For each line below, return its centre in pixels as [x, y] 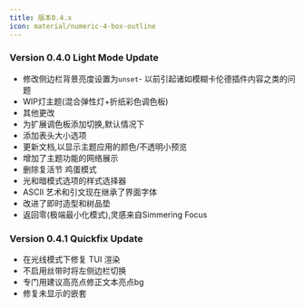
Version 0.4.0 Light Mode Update [84, 58]
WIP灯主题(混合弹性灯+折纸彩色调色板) [95, 101]
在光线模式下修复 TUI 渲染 [71, 260]
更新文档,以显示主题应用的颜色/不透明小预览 [105, 147]
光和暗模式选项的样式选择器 [74, 180]
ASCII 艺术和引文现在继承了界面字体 [90, 192]
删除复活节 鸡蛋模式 [59, 169]
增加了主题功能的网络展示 [70, 158]
